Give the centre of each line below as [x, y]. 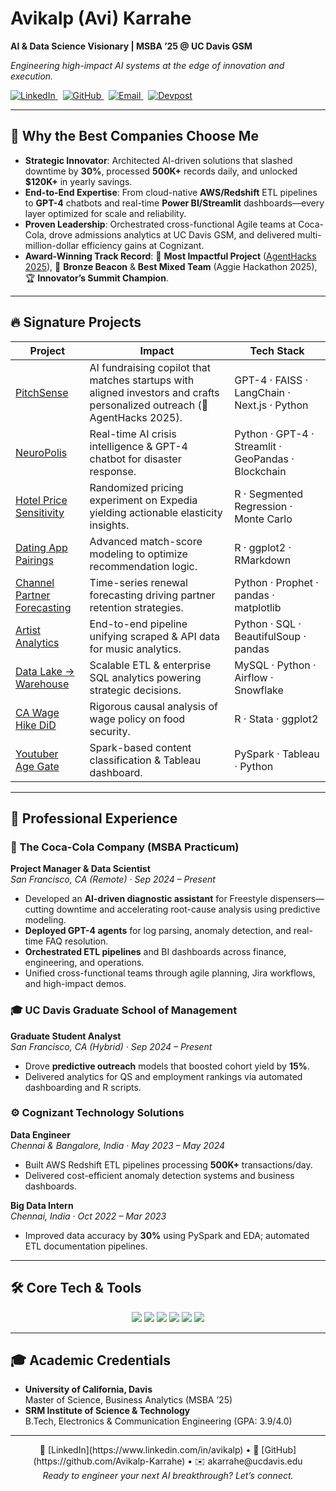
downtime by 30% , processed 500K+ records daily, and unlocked [161, 171]
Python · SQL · [268, 624]
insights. [109, 525]
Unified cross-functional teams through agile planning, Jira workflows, [170, 973]
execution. [32, 76]
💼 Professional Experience [94, 818]
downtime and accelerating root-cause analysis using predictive [188, 909]
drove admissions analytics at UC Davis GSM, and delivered [172, 234]
